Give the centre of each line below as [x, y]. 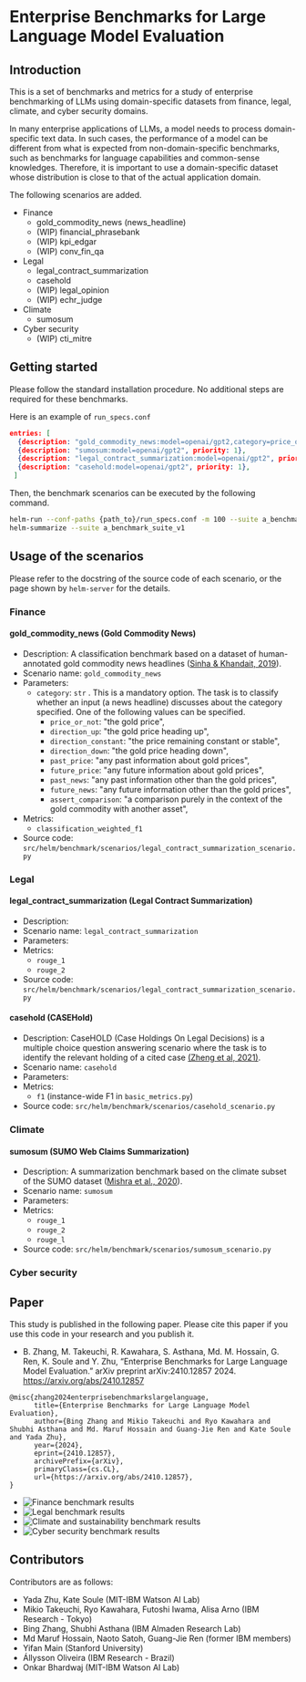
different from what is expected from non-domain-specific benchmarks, [144, 148]
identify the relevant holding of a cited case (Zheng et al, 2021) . [142, 1058]
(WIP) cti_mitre [64, 338]
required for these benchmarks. [69, 399]
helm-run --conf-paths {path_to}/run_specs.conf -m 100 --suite [134, 520]
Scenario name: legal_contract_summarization [110, 930]
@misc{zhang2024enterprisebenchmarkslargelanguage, [109, 1397]
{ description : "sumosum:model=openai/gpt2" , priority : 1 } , [132, 450]
